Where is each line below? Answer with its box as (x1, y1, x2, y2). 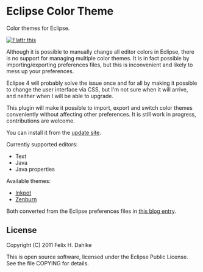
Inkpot (15, 189, 32, 196)
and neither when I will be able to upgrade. (6, 92, 114, 99)
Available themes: (6, 177, 51, 184)
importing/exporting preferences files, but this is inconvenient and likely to (6, 61, 193, 68)
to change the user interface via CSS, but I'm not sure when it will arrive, (6, 85, 188, 93)
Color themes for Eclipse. (6, 24, 70, 32)
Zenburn (15, 195, 37, 202)
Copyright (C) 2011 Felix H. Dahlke (6, 241, 92, 248)
